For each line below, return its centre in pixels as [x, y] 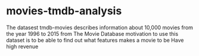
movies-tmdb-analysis [64, 11]
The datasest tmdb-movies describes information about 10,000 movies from [100, 27]
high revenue [22, 46]
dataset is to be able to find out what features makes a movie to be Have [95, 40]
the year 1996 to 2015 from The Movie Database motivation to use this [92, 33]
